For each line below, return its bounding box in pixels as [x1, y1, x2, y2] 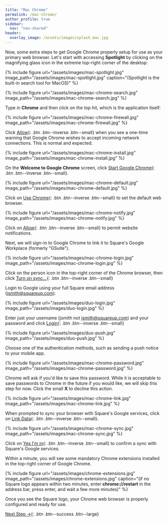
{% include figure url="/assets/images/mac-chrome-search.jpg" [5, 90, 138, 96]
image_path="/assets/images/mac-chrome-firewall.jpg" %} [5, 120, 128, 126]
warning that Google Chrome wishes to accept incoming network [5, 135, 139, 141]
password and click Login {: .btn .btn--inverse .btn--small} [5, 320, 124, 326]
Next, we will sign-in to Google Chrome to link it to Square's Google [5, 240, 144, 246]
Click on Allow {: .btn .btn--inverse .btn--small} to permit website [5, 225, 138, 231]
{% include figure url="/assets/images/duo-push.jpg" [5, 330, 115, 336]
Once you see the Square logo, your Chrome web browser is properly [5, 496, 148, 502]
